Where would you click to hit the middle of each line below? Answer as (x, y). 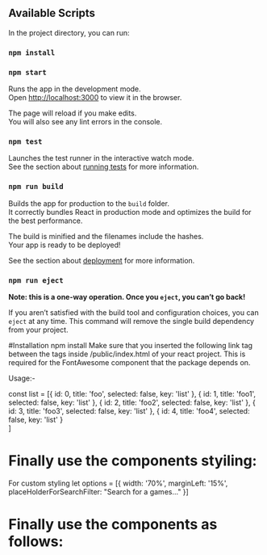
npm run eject (36, 280)
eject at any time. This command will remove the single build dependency (131, 321)
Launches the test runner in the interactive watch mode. (102, 158)
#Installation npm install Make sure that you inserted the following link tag (130, 345)
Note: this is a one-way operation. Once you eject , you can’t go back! (127, 296)
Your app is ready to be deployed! (65, 245)
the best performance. (46, 221)
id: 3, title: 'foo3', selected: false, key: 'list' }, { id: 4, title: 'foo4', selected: (129, 410)
